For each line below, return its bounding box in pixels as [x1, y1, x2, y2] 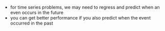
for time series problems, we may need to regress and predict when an [10, 4, 160, 10]
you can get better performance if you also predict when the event [10, 15, 151, 20]
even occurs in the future [10, 9, 64, 15]
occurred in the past [10, 20, 53, 26]
